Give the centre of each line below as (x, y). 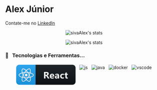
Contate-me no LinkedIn (30, 23)
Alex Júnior (29, 9)
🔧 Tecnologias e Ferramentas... (45, 55)
